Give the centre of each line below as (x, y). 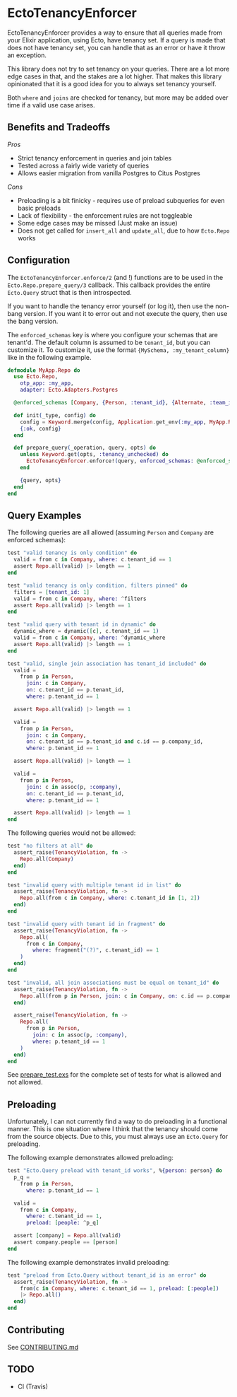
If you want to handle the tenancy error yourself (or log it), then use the (110, 306)
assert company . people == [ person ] (66, 1242)
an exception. (27, 55)
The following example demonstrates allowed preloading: (91, 1158)
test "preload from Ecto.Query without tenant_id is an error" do (107, 1275)
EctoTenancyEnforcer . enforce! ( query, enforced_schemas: (110, 461)
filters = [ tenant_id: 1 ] (52, 592)
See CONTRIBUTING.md (43, 1347)
